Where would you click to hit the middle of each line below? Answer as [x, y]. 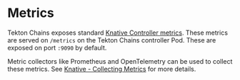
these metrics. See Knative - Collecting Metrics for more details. [102, 69]
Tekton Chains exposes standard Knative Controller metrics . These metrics [118, 33]
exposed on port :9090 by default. [57, 47]
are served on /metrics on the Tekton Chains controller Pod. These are [112, 40]
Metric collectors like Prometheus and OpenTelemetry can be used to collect [120, 61]
